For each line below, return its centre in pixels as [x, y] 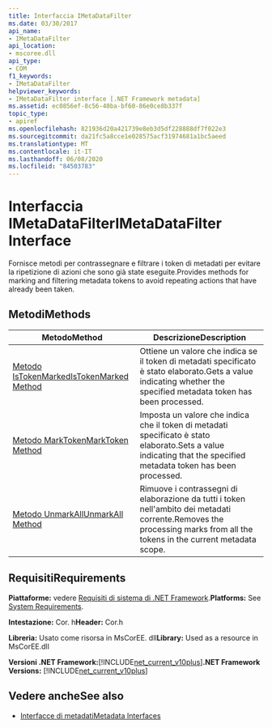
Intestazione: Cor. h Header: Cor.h [66, 622]
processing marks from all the [196, 529]
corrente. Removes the [182, 519]
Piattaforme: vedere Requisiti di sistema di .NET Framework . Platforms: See [135, 598]
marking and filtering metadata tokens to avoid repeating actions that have [133, 281]
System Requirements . [46, 606]
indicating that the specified [193, 455]
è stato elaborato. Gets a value [196, 371]
